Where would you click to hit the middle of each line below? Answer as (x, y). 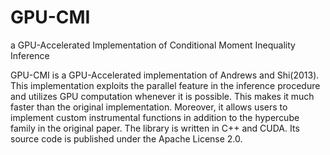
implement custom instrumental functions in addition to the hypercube (155, 117)
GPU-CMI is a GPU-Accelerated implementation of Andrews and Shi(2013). (165, 75)
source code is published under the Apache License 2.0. (126, 138)
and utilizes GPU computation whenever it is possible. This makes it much (162, 96)
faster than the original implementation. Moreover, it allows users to (149, 107)
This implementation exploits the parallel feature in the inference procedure (165, 85)
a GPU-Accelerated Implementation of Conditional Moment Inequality (153, 45)
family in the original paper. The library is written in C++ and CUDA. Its (155, 128)
